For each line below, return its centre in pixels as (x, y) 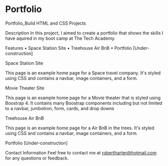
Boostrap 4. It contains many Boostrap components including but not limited (84, 103)
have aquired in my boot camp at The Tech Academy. (60, 38)
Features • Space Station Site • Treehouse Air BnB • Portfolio (68, 48)
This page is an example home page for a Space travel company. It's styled (83, 73)
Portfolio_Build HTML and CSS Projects (46, 23)
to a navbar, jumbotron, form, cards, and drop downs (60, 108)
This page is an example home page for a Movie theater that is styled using (83, 98)
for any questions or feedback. (37, 158)
